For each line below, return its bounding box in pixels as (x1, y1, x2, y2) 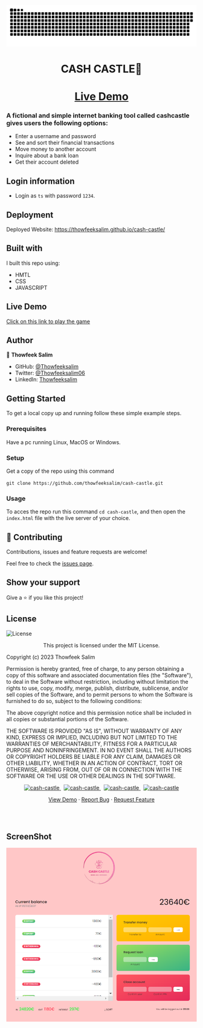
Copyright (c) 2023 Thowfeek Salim (6, 653, 95, 661)
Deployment (6, 210, 54, 220)
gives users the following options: (6, 119, 108, 127)
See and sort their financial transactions (14, 139, 115, 147)
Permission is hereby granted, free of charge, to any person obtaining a (6, 665, 184, 672)
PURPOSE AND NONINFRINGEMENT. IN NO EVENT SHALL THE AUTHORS (6, 746, 192, 753)
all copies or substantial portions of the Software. (6, 715, 129, 723)
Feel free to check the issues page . (6, 560, 94, 567)
